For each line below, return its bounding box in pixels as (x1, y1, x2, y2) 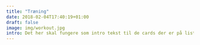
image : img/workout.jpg (6, 25, 65, 31)
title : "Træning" (6, 8, 49, 15)
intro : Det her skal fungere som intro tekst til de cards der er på (6, 30, 183, 36)
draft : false (6, 19, 39, 25)
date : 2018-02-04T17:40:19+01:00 (6, 14, 89, 20)
